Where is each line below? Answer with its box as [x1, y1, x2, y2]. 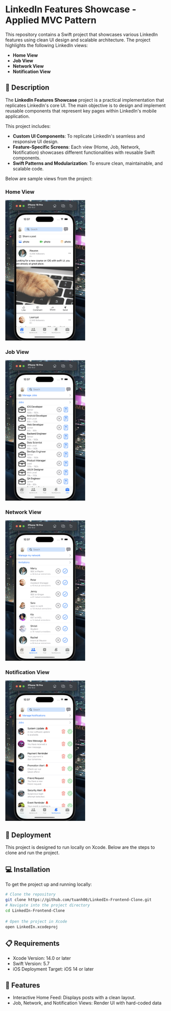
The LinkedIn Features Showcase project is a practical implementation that [5, 97, 164, 103]
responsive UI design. [12, 138, 59, 144]
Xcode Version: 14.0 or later [12, 955, 71, 961]
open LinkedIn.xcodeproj [5, 924, 58, 929]
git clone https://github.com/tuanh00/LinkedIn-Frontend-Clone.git [5, 897, 152, 903]
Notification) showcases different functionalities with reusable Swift [12, 149, 155, 155]
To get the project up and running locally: [5, 881, 92, 888]
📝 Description [5, 83, 50, 92]
